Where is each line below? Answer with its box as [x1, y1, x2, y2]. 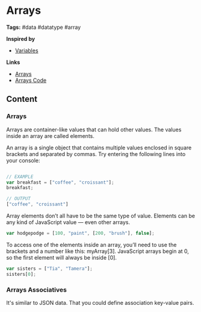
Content [6, 94, 38, 104]
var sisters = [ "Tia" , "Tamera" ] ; [6, 266, 93, 272]
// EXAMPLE [6, 173, 34, 179]
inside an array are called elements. [6, 132, 94, 139]
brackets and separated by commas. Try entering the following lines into [6, 150, 186, 157]
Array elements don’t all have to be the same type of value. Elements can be [6, 212, 196, 219]
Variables [14, 46, 39, 54]
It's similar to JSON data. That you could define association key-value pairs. [6, 299, 194, 306]
